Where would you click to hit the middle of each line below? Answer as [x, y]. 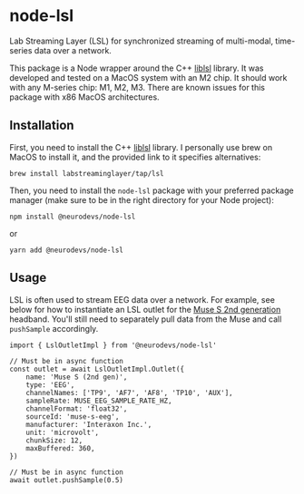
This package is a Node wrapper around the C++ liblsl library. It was [137, 68]
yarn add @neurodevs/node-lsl [67, 250]
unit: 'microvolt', [63, 432]
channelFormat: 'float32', [77, 409]
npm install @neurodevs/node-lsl [73, 217]
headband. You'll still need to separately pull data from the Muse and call [146, 319]
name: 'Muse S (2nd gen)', [77, 377]
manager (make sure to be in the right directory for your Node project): [142, 199]
